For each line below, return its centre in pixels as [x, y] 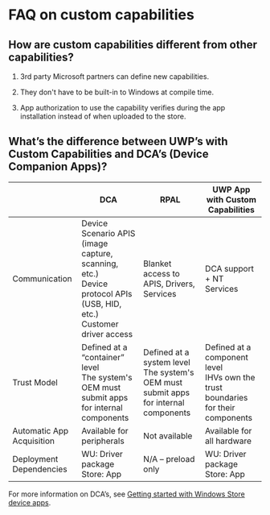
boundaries [226, 397]
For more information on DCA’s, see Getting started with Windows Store [127, 494]
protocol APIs [107, 293]
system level [167, 362]
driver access [107, 334]
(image [95, 243]
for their [220, 407]
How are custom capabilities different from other [133, 45]
